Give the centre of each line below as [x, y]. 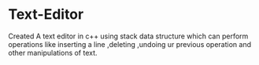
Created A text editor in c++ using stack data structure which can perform [128, 36]
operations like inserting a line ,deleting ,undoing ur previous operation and [130, 44]
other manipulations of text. [53, 52]
